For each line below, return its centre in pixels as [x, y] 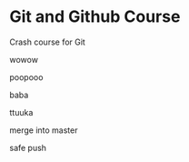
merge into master [44, 130]
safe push [28, 147]
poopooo [26, 77]
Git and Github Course [95, 17]
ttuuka [21, 112]
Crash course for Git [48, 42]
